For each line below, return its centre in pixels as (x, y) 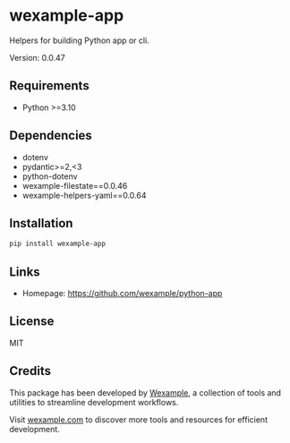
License (32, 322)
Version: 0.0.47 (37, 57)
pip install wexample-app (57, 244)
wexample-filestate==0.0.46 (75, 185)
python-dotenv (50, 176)
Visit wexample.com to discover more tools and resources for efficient (139, 419)
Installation (41, 223)
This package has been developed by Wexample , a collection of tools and (145, 392)
